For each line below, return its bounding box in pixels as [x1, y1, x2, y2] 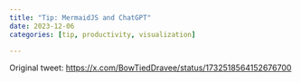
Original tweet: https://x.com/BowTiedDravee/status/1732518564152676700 [9, 62, 292, 73]
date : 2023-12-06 [9, 22, 75, 31]
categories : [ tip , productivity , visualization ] [9, 30, 196, 39]
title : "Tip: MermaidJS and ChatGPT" [9, 13, 152, 23]
